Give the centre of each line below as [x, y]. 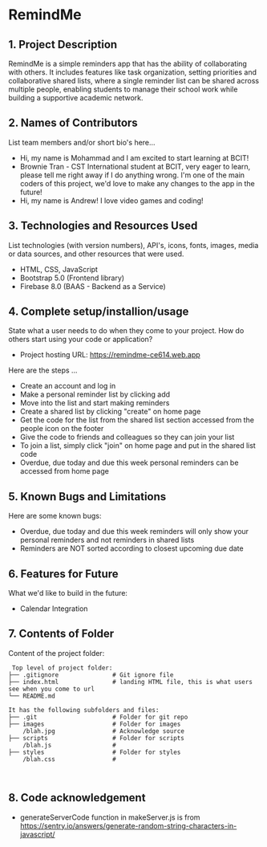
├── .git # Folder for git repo [98, 717]
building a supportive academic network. [76, 98]
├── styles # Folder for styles [95, 752]
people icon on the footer [62, 429]
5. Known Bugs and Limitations [87, 497]
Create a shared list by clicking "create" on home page [110, 412]
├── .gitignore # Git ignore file [91, 675]
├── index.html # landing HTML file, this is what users [130, 682]
